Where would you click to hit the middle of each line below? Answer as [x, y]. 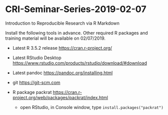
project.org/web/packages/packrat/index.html [60, 97]
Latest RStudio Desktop [37, 57]
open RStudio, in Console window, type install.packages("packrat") [92, 107]
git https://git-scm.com [36, 82]
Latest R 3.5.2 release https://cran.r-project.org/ [62, 48]
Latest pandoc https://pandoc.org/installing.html [63, 73]
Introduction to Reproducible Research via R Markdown [62, 23]
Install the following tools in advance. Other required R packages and [77, 33]
